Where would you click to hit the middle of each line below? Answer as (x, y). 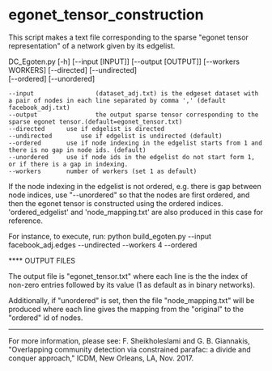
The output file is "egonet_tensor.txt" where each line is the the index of (128, 276)
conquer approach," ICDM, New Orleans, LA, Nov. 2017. (101, 358)
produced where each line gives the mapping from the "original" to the (126, 309)
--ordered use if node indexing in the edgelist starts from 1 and (136, 143)
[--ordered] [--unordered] (52, 78)
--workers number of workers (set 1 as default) (103, 171)
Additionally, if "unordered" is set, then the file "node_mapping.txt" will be (132, 300)
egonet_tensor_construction (106, 15)
